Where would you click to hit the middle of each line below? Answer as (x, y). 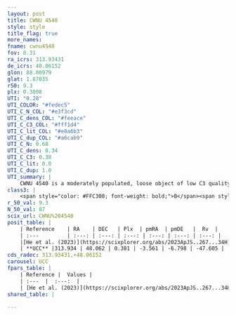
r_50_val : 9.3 (28, 203)
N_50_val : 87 (26, 210)
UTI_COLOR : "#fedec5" (39, 105)
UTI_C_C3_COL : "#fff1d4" (44, 125)
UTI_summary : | (29, 177)
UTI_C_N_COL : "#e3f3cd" (42, 112)
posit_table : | (29, 222)
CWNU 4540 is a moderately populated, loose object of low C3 (113, 183)
